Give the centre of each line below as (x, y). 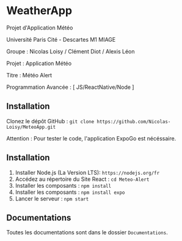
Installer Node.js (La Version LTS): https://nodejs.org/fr (87, 172)
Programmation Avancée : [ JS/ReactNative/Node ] (70, 87)
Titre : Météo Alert (29, 75)
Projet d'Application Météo (40, 28)
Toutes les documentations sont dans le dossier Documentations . (87, 232)
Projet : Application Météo (39, 63)
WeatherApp (39, 11)
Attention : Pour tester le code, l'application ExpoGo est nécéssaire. (91, 138)
